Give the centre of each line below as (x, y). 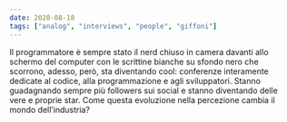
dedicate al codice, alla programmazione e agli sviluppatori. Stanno (135, 80)
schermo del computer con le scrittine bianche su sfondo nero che (134, 61)
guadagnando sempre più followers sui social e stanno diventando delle (144, 90)
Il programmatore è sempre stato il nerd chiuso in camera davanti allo (139, 52)
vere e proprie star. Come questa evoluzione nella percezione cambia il (142, 99)
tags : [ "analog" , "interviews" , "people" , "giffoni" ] (114, 26)
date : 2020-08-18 (42, 18)
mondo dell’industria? (50, 109)
